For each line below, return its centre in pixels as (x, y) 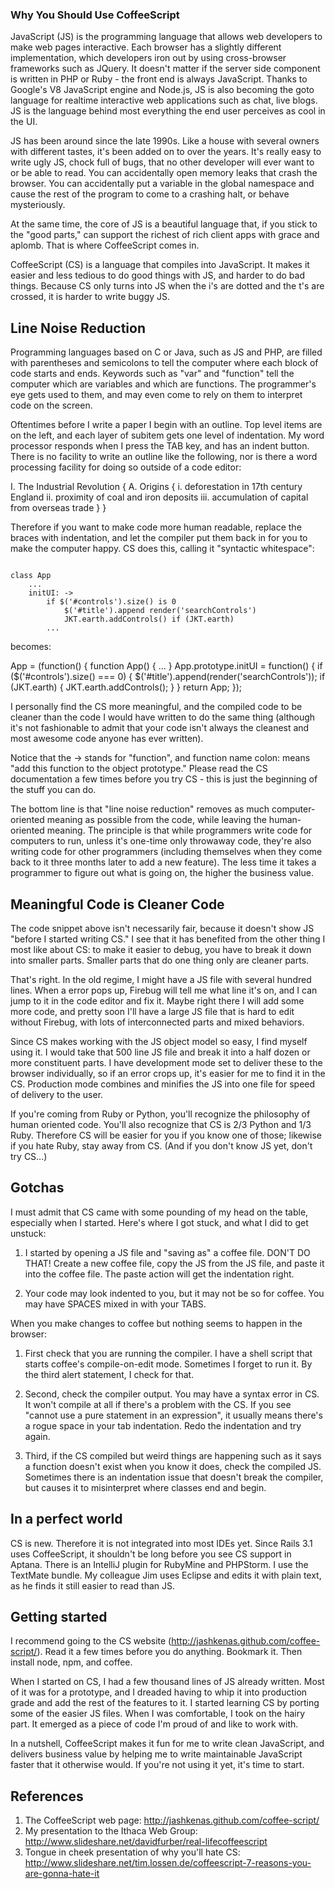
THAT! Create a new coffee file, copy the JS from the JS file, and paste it (174, 1263)
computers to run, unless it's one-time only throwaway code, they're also (161, 841)
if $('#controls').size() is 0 (111, 602)
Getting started (59, 1616)
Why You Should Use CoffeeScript (95, 15)
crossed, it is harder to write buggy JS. (90, 297)
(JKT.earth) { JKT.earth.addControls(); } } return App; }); (126, 687)
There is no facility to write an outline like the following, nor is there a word (164, 457)
